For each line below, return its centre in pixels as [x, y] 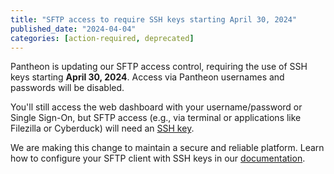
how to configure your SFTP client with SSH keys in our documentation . [158, 158]
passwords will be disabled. [67, 88]
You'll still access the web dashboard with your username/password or [156, 107]
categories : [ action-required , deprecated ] [102, 38]
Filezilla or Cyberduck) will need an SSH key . [102, 128]
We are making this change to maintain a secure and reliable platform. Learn [167, 148]
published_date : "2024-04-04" [73, 29]
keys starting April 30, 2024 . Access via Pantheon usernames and [147, 77]
